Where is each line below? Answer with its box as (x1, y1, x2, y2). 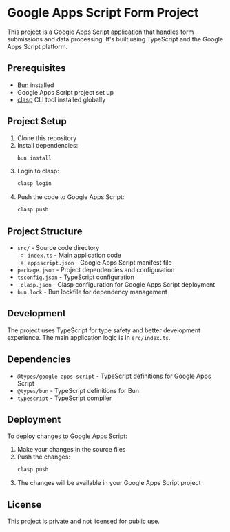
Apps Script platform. (7, 42, 68, 50)
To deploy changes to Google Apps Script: (7, 432, 127, 440)
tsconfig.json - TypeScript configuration (17, 273, 134, 281)
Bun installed (17, 81, 54, 89)
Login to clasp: (17, 167, 60, 175)
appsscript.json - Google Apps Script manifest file (27, 258, 172, 267)
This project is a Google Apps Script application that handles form (7, 28, 194, 36)
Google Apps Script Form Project (7, 5, 199, 21)
